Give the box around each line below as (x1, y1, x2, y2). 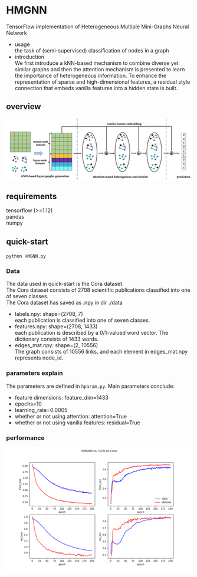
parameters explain (6, 369, 63, 377)
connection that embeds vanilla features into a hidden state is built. (14, 84, 178, 91)
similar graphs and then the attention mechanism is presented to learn (14, 65, 185, 72)
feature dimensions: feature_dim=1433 (14, 394, 109, 401)
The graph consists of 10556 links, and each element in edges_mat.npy (14, 348, 188, 355)
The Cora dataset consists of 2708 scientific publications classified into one (6, 286, 191, 294)
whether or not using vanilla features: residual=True (14, 419, 140, 426)
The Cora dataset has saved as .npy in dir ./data (6, 299, 123, 306)
